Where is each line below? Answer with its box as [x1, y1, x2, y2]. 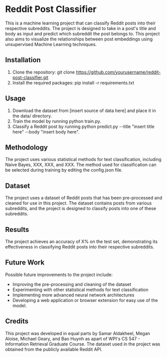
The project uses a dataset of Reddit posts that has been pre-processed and [5, 195, 163, 201]
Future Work [5, 258, 45, 267]
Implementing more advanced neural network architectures [12, 291, 135, 298]
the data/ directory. [12, 112, 52, 118]
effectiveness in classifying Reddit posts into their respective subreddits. [5, 244, 155, 249]
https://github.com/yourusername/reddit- [75, 69, 161, 75]
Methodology [5, 143, 48, 151]
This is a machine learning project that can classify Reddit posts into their [5, 20, 156, 26]
